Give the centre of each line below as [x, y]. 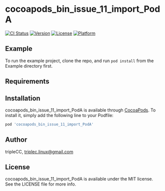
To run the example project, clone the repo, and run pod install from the [80, 61]
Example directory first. [29, 66]
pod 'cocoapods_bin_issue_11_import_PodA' [49, 124]
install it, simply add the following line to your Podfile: [59, 115]
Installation [23, 98]
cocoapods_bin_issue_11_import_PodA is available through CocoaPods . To [81, 110]
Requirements [27, 82]
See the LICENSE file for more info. [41, 184]
